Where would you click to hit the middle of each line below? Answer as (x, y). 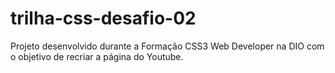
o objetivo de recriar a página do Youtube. (97, 56)
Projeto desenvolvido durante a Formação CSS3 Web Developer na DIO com (167, 46)
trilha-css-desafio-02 (103, 18)
